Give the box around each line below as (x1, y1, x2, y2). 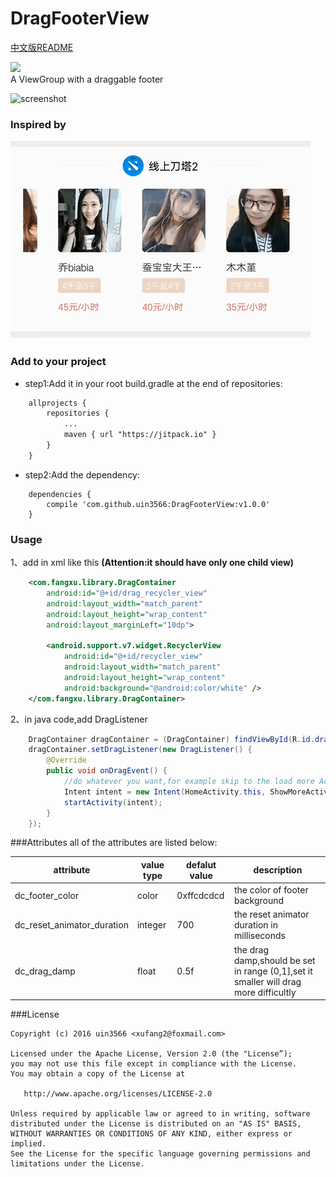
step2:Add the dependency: (24, 468, 141, 481)
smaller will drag (233, 975, 302, 987)
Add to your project (10, 355, 107, 369)
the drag (233, 943, 270, 956)
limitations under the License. (10, 1159, 145, 1169)
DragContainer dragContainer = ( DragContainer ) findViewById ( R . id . (28, 734, 315, 744)
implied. (10, 1139, 47, 1149)
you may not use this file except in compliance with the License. (10, 1059, 298, 1069)
